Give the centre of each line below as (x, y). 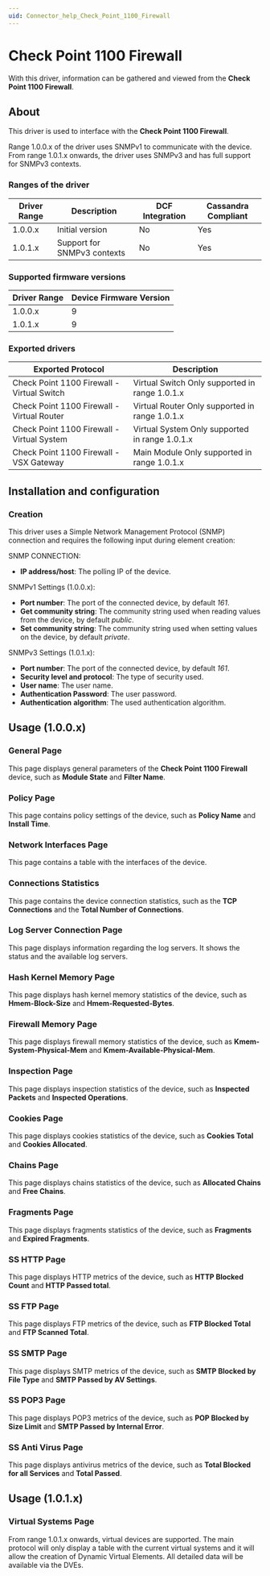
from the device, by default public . (77, 620)
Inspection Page (41, 1071)
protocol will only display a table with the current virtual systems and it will (131, 1548)
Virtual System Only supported (191, 430)
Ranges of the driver (49, 185)
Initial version (82, 229)
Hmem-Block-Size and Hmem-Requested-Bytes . (92, 1004)
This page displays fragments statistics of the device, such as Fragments (130, 1229)
